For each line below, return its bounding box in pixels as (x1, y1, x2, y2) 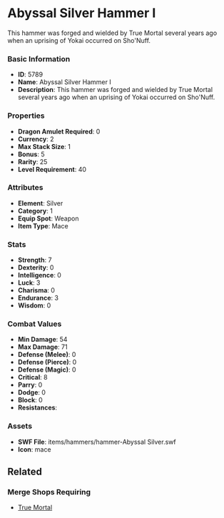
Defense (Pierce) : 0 (17, 358, 77, 367)
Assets (7, 421, 33, 431)
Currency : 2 (17, 134, 55, 143)
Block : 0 (17, 396, 43, 405)
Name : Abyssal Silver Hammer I (17, 78, 112, 86)
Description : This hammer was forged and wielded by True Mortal (17, 86, 213, 94)
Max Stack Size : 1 (17, 142, 71, 151)
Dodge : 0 (17, 388, 46, 397)
